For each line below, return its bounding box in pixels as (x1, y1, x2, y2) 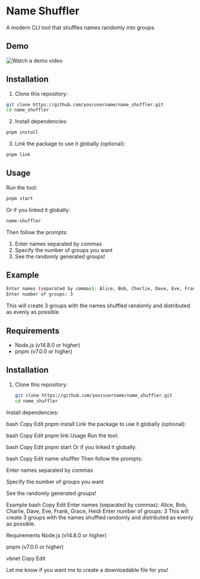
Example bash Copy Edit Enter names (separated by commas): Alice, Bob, (6, 501, 187, 508)
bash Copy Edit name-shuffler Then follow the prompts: (6, 455, 143, 462)
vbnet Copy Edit (6, 555, 46, 562)
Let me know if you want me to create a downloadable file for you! (6, 566, 168, 573)
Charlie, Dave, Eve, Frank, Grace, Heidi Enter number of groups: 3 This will (6, 508, 189, 515)
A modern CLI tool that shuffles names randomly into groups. (6, 24, 156, 31)
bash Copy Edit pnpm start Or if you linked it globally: (6, 443, 137, 450)
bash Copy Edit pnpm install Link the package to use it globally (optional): (6, 420, 186, 427)
